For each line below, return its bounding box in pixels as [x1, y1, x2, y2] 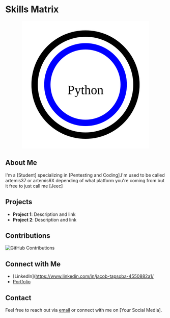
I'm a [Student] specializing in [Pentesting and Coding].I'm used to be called [5, 172, 165, 178]
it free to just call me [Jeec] [5, 183, 63, 189]
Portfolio [12, 279, 31, 285]
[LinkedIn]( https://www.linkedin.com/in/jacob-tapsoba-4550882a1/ [12, 273, 154, 279]
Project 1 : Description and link [12, 211, 76, 217]
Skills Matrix [5, 4, 59, 15]
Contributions [5, 231, 50, 240]
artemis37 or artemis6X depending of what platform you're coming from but [5, 177, 165, 183]
